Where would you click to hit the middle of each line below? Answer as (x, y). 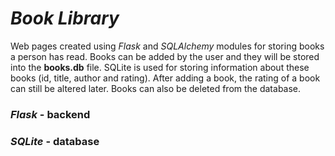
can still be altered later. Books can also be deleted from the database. (156, 88)
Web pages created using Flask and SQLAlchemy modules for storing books (167, 46)
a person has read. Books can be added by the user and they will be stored (165, 56)
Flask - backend (50, 114)
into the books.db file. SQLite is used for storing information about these (160, 67)
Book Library (65, 18)
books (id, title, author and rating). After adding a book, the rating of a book (165, 78)
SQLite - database (55, 141)
